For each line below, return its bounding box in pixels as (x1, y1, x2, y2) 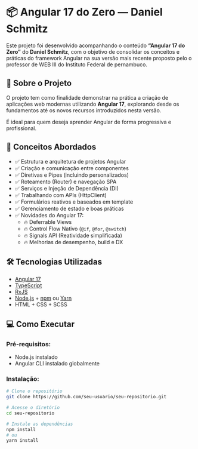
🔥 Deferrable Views (23, 218, 72, 225)
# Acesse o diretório (6, 405, 60, 411)
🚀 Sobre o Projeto (6, 78, 72, 88)
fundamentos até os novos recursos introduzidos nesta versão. (6, 106, 162, 114)
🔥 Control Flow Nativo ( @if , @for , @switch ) (23, 225, 126, 232)
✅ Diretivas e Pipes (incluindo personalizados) (14, 171, 129, 179)
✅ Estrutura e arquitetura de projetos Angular (14, 158, 126, 165)
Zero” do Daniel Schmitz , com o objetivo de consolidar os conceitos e (6, 48, 180, 55)
